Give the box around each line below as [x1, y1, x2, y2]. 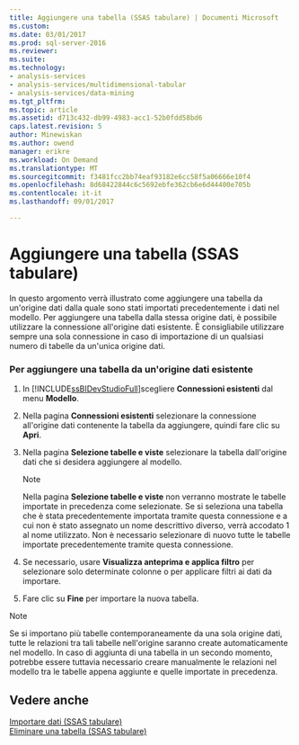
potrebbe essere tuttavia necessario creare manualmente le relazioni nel [9, 657, 277, 668]
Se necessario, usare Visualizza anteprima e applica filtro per [22, 557, 255, 568]
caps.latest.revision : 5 [9, 122, 102, 131]
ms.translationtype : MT [9, 164, 99, 173]
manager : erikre [9, 147, 70, 156]
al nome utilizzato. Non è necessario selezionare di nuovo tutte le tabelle [22, 530, 291, 541]
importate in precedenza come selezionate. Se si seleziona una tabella [22, 501, 284, 512]
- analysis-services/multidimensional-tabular [9, 80, 187, 89]
